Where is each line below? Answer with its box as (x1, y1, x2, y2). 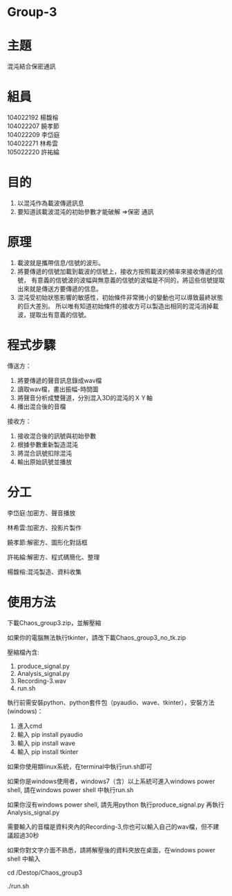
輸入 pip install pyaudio (17, 730, 84, 738)
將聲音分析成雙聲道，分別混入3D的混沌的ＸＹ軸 (17, 393, 153, 402)
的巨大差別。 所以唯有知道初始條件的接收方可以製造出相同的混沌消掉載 (17, 302, 219, 310)
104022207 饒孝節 (7, 122, 60, 130)
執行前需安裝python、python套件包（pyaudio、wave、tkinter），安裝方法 (7, 698, 215, 706)
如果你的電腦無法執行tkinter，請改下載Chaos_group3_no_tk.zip (7, 633, 186, 641)
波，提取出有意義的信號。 (17, 310, 90, 319)
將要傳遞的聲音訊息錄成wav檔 (17, 376, 102, 384)
